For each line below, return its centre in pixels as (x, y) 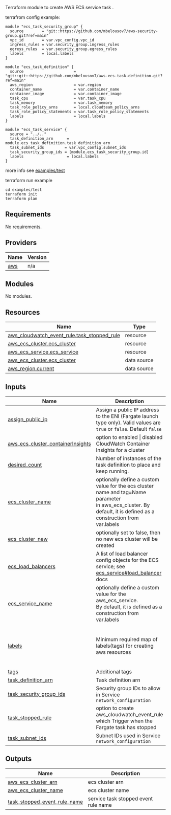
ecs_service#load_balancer (129, 573)
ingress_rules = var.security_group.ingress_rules (65, 45)
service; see (111, 566)
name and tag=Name (121, 492)
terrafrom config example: (33, 17)
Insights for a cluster (120, 450)
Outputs (19, 759)
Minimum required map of (127, 639)
